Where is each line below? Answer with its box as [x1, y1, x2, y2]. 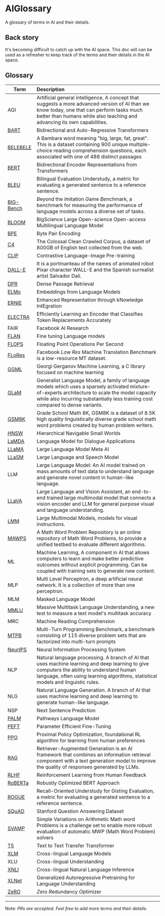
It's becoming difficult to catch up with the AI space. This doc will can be [5, 46, 152, 52]
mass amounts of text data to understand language [36, 468, 155, 474]
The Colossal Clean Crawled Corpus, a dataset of [36, 238, 151, 245]
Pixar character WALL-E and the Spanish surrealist [36, 266, 154, 273]
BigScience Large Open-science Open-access [36, 216, 146, 223]
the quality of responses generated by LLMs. [36, 763, 140, 770]
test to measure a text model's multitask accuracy [36, 610, 151, 617]
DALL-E [7, 266, 26, 273]
